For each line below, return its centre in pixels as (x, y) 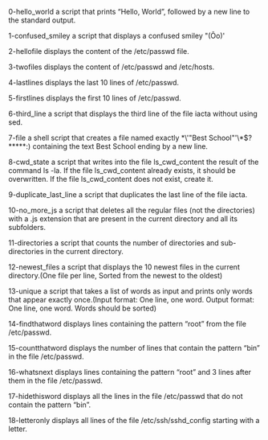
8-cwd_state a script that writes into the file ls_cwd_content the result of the (134, 162)
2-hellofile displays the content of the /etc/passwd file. (99, 51)
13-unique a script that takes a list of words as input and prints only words (130, 291)
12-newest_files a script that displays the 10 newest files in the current (124, 267)
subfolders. (27, 227)
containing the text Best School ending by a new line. (120, 146)
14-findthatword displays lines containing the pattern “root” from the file (128, 324)
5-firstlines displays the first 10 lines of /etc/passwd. (95, 98)
